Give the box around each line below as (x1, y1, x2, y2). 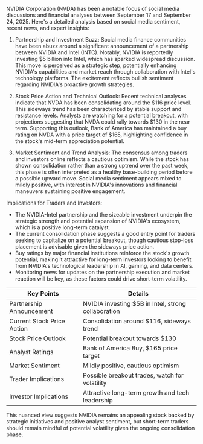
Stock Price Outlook (9, 334, 66, 343)
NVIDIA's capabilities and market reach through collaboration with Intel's (14, 68, 196, 75)
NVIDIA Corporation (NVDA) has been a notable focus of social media (6, 5, 180, 12)
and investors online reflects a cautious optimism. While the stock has (14, 156, 189, 162)
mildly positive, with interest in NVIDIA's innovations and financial (14, 181, 178, 188)
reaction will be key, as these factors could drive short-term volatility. (14, 275, 187, 282)
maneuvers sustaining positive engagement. (14, 188, 126, 195)
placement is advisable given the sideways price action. (14, 243, 155, 250)
